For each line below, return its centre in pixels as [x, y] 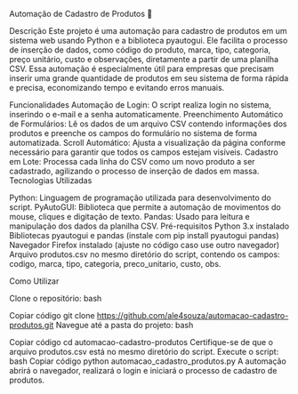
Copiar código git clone [52, 315]
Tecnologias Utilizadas [51, 181]
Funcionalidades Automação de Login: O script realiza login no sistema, [140, 105]
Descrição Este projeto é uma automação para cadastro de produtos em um [148, 31]
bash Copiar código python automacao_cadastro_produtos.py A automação [148, 361]
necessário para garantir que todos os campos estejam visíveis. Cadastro [144, 152]
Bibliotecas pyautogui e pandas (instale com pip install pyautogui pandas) [144, 235]
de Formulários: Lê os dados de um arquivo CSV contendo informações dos [148, 124]
